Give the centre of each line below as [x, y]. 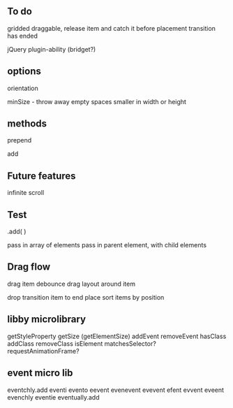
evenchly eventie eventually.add [53, 397]
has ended [23, 36]
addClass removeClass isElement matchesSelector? [82, 343]
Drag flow [29, 267]
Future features [42, 176]
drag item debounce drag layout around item [72, 284]
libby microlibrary [46, 320]
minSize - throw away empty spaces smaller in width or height [97, 101]
